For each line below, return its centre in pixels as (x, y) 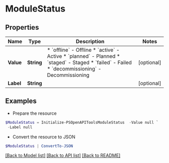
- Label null (20, 127)
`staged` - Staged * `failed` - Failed (90, 62)
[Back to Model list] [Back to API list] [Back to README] (63, 155)
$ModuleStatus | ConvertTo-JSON (39, 146)
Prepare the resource (34, 113)
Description (90, 42)
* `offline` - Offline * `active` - (83, 50)
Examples (21, 101)
